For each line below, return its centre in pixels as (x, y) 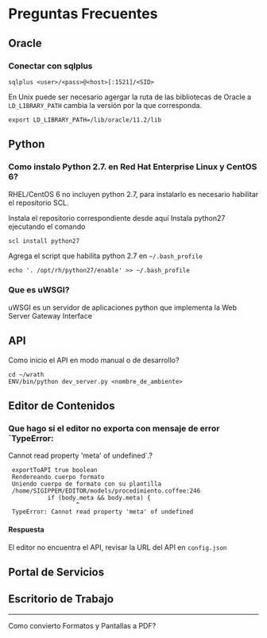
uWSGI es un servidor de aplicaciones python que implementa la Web (122, 307)
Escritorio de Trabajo (61, 599)
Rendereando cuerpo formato (58, 478)
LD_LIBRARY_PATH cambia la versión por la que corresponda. (105, 105)
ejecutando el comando (47, 226)
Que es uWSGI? (39, 290)
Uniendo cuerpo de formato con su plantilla (86, 484)
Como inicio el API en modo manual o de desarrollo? (94, 360)
